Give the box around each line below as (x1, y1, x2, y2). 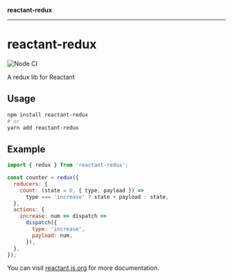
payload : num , (32, 232, 73, 239)
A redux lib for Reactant (7, 73, 75, 81)
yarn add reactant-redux (7, 124, 79, 131)
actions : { (13, 206, 45, 213)
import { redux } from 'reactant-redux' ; (7, 162, 129, 169)
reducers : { (13, 180, 49, 188)
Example (7, 143, 46, 155)
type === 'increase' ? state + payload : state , (25, 193, 169, 200)
